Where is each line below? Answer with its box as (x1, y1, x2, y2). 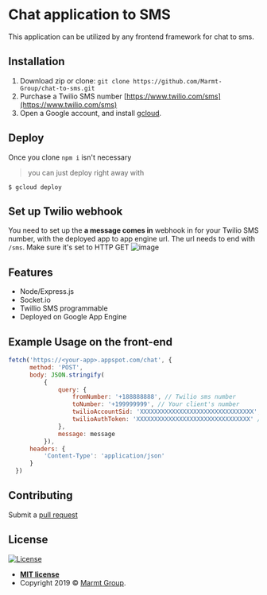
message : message (58, 430, 115, 438)
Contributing (8, 489, 73, 502)
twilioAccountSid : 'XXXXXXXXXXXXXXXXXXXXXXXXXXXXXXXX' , (72, 408, 261, 416)
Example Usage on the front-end (8, 335, 173, 349)
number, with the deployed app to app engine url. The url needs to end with (8, 234, 256, 244)
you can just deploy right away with (27, 168, 145, 177)
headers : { (29, 445, 66, 453)
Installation (8, 55, 65, 68)
